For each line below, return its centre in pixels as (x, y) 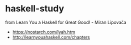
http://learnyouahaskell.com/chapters (51, 37)
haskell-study (35, 9)
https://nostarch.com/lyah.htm (44, 32)
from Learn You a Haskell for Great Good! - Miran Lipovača (66, 22)
